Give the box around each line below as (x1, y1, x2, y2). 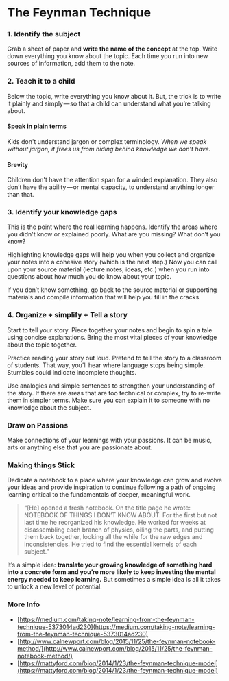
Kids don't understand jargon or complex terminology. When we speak (7, 137, 207, 145)
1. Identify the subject (7, 29, 81, 39)
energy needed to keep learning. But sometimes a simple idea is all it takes (7, 575, 221, 584)
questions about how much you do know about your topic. (7, 273, 172, 281)
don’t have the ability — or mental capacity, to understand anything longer (7, 183, 215, 191)
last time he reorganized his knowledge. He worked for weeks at (23, 519, 206, 527)
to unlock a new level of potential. (7, 582, 103, 591)
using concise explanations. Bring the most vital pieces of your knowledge (7, 333, 217, 341)
